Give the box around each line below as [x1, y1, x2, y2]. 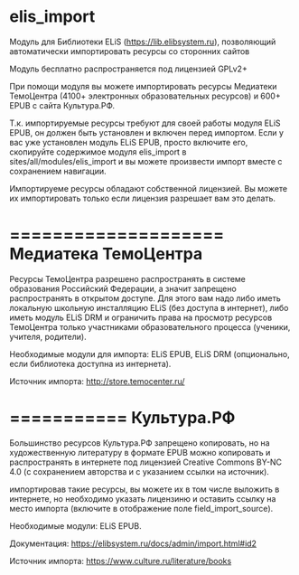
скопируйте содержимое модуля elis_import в [9, 146, 187, 157]
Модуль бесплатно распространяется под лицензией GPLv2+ [9, 63, 248, 74]
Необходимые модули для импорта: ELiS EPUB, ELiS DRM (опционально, [9, 348, 291, 359]
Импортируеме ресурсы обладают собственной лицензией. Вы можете [9, 183, 287, 193]
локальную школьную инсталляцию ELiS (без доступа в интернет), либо [9, 302, 289, 313]
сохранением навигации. [9, 165, 107, 176]
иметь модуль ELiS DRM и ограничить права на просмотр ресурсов [9, 312, 273, 323]
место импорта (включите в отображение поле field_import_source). [9, 503, 274, 514]
